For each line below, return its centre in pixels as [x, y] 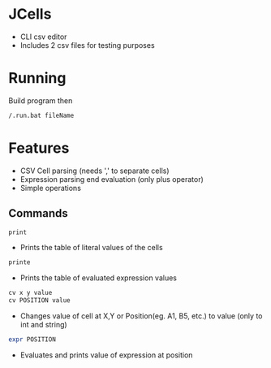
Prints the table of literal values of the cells [92, 248]
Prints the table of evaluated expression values [98, 278]
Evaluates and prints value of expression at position [106, 355]
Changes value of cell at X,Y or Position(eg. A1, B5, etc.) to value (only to [141, 316]
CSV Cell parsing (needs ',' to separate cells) [95, 171]
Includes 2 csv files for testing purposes [88, 45]
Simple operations [50, 188]
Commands [39, 213]
